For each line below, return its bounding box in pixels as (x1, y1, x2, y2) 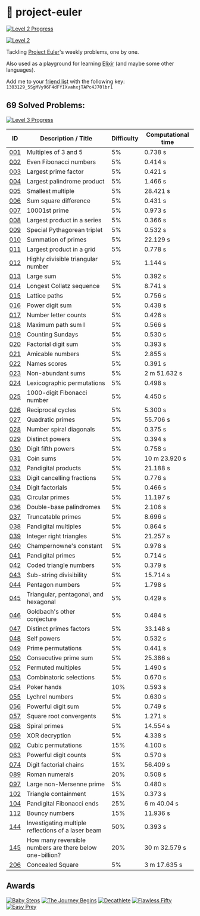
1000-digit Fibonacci (26, 388, 87, 397)
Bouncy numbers (26, 809, 74, 817)
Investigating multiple (26, 819, 87, 827)
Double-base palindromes (26, 503, 101, 511)
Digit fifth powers (26, 445, 75, 453)
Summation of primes (26, 235, 87, 244)
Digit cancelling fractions (26, 473, 96, 482)
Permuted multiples (26, 663, 82, 672)
